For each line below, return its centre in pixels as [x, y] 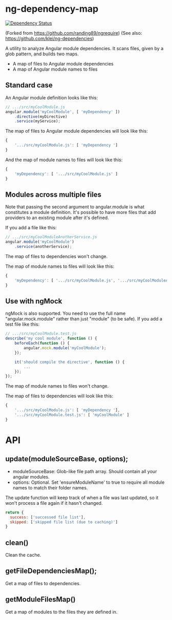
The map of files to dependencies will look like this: [59, 396]
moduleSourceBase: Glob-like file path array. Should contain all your [85, 471]
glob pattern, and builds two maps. [42, 54]
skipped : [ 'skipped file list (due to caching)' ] [64, 522]
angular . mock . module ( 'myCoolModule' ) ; [65, 348]
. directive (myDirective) [41, 116]
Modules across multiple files [53, 194]
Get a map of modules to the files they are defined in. [61, 612]
